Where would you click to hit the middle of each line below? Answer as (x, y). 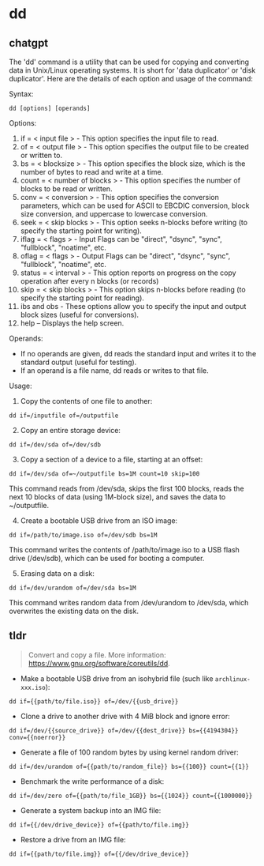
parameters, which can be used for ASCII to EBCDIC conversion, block (135, 205)
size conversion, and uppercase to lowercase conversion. (114, 214)
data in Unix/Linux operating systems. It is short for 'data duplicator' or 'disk (132, 70)
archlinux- (232, 679)
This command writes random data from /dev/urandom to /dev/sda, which (129, 602)
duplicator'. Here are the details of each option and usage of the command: (131, 79)
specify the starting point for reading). (82, 298)
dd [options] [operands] (50, 108)
